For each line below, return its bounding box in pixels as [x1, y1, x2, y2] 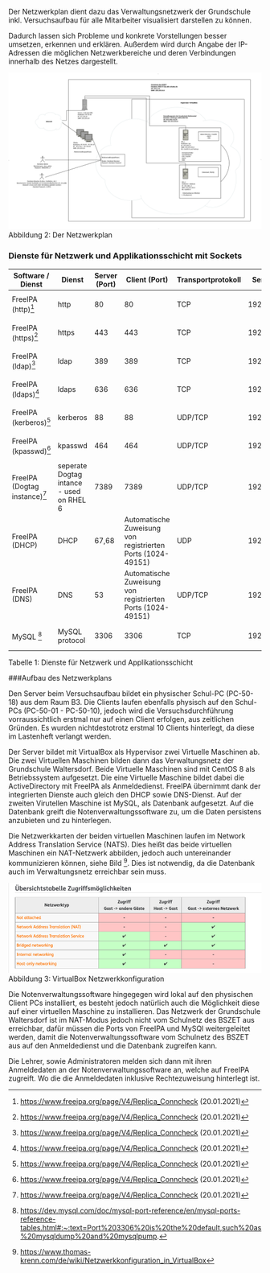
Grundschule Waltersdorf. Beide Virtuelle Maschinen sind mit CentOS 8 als [8, 764, 256, 773]
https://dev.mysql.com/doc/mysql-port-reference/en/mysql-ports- [19, 1205, 241, 1215]
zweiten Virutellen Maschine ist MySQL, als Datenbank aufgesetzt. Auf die [8, 798, 255, 808]
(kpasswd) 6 [11, 444, 51, 455]
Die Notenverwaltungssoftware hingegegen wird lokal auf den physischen [8, 989, 254, 999]
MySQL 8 [11, 631, 43, 641]
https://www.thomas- [19, 1246, 91, 1256]
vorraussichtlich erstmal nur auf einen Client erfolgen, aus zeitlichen [8, 714, 235, 723]
